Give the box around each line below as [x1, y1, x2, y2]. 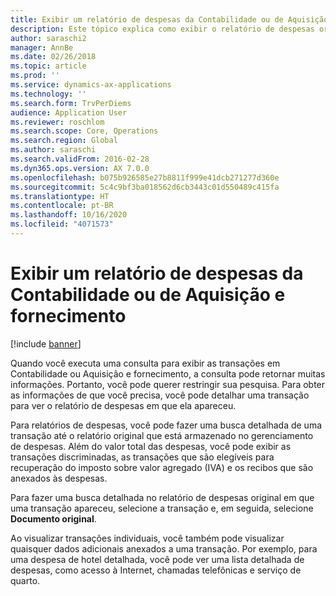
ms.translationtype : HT [10, 191, 110, 201]
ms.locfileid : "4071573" [10, 219, 114, 230]
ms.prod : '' [10, 71, 60, 81]
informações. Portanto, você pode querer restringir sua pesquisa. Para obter [10, 378, 326, 390]
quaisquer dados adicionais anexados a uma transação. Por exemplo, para [10, 542, 318, 555]
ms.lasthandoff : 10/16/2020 [10, 210, 128, 220]
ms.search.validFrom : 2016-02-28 [10, 154, 150, 164]
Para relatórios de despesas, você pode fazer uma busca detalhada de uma [10, 419, 323, 431]
